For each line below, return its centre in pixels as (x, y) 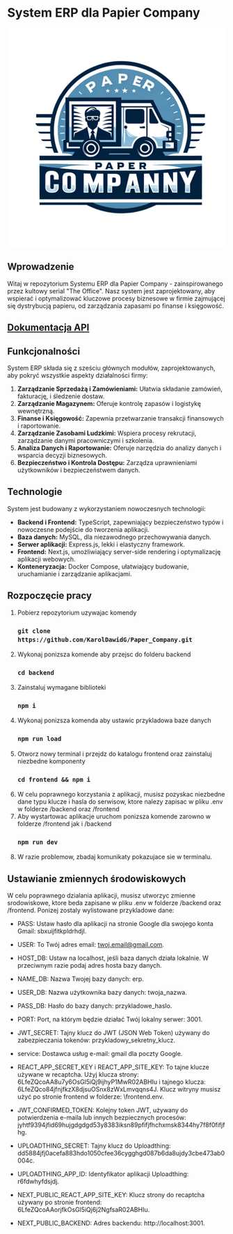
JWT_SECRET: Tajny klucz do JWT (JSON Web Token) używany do (113, 1033)
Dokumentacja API (48, 328)
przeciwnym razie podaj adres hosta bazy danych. (89, 966)
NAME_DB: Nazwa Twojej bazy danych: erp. (80, 979)
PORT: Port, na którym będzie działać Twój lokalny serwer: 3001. (110, 1019)
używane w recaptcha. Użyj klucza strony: (78, 1075)
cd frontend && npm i (54, 779)
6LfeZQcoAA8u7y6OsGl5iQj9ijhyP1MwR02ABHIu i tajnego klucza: (112, 1082)
